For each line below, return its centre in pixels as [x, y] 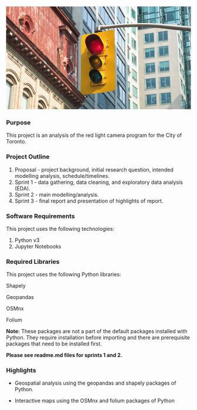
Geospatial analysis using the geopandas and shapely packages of [95, 383]
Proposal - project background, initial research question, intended [94, 169]
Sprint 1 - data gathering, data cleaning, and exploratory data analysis [98, 182]
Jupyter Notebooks [38, 246]
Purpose [18, 122]
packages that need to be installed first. [54, 344]
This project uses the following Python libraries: [64, 274]
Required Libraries [33, 261]
